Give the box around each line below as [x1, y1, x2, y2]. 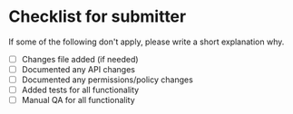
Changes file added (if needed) [21, 53, 139, 64]
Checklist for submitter [8, 6, 187, 27]
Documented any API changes [21, 64, 135, 74]
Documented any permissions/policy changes [21, 74, 194, 85]
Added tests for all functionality [21, 84, 140, 96]
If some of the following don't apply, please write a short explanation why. [8, 36, 285, 47]
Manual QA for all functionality [21, 95, 135, 106]
